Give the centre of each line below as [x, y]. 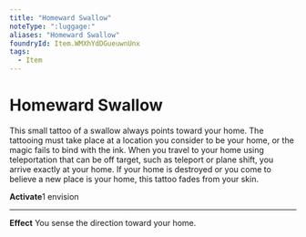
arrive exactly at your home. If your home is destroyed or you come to [140, 169]
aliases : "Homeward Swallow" [65, 35]
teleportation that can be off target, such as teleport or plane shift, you [142, 160]
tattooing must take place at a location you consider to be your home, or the [152, 140]
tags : [20, 52]
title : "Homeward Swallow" [61, 18]
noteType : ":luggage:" [52, 26]
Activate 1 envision [44, 196]
